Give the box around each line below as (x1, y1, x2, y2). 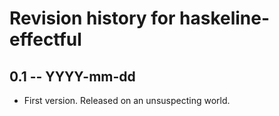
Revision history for (9, 7, 176, 30)
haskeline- (179, 7, 271, 30)
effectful (9, 28, 82, 51)
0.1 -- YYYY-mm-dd (9, 68, 136, 85)
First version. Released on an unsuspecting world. (23, 95, 231, 106)
